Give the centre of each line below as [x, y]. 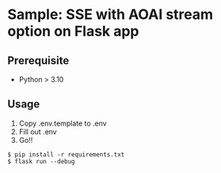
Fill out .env [38, 131]
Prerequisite [38, 60]
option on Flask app [73, 31]
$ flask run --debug [42, 161]
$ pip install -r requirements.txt [66, 154]
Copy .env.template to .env [63, 123]
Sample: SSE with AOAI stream [110, 15]
